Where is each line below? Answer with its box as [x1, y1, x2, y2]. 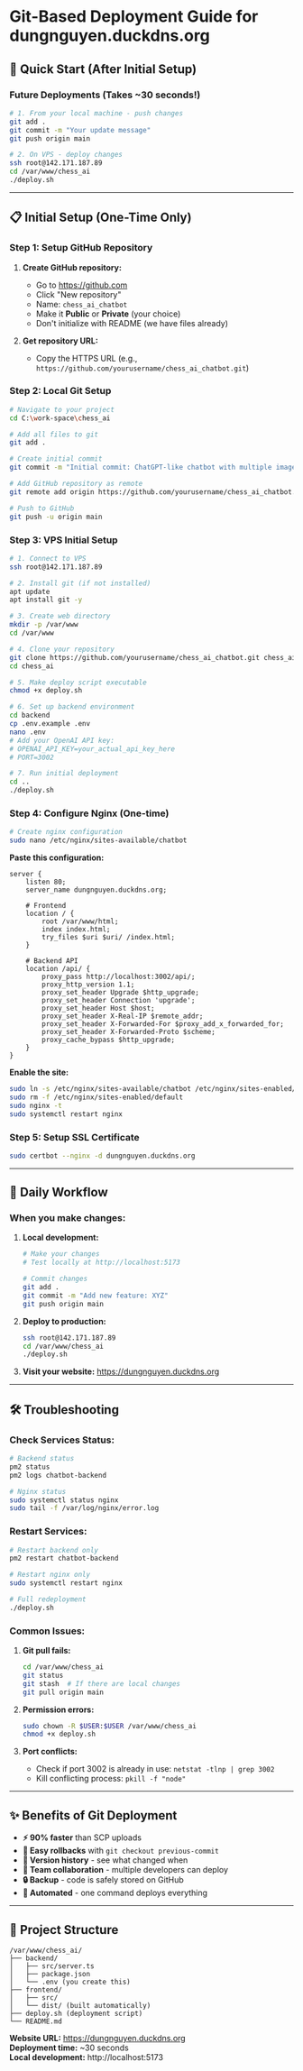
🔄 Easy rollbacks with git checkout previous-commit [22, 1846, 219, 1856]
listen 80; [25, 877, 67, 887]
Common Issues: [9, 1625, 86, 1637]
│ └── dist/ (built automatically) [9, 2001, 151, 2010]
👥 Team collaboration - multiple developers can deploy [22, 1865, 228, 1875]
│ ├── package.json [9, 1969, 91, 1978]
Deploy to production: [22, 1315, 106, 1326]
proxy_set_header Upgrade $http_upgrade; [41, 988, 200, 997]
